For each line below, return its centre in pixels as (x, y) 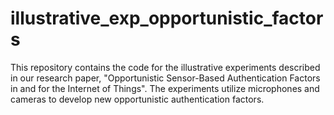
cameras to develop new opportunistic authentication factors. (137, 99)
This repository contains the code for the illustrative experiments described (165, 67)
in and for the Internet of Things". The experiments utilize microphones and (165, 88)
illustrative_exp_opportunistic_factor (167, 18)
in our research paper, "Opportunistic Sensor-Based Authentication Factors (165, 78)
